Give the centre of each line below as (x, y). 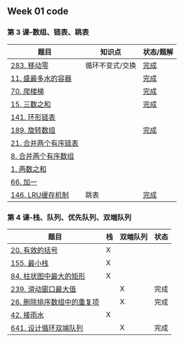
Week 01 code (38, 11)
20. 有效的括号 (34, 250)
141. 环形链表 (33, 117)
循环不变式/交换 (111, 65)
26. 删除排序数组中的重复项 (55, 302)
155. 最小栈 (30, 263)
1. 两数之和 (29, 169)
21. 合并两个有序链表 (45, 143)
